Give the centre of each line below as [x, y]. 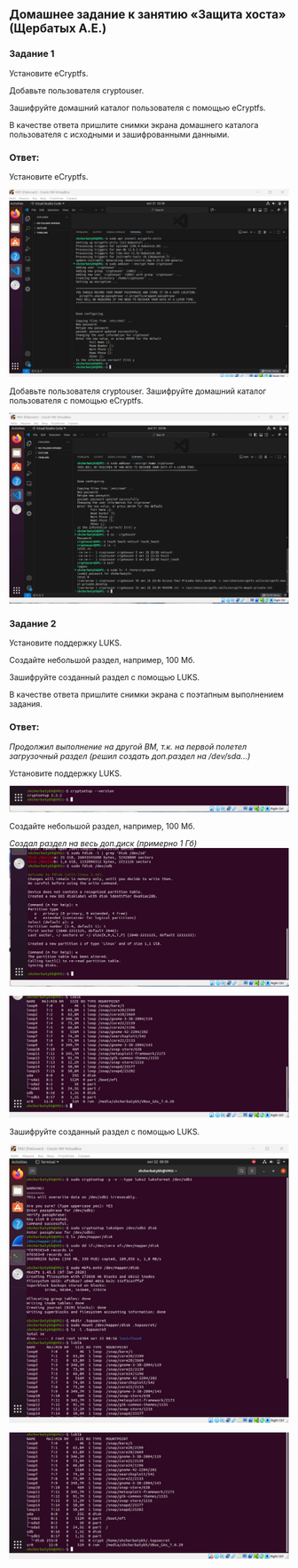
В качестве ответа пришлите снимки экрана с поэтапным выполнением [146, 695]
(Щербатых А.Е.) [58, 29]
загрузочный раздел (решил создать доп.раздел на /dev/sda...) [130, 756]
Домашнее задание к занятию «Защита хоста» [148, 15]
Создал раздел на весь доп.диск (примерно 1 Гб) [103, 843]
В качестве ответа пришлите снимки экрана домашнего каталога [134, 124]
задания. [26, 704]
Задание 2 [33, 623]
